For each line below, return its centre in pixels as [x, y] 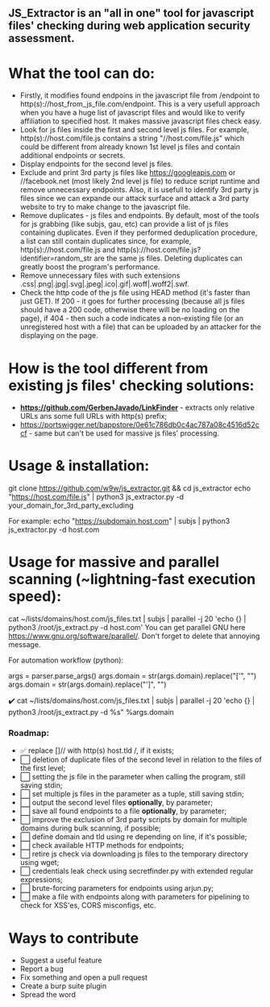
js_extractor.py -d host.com [54, 530]
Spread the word [48, 995]
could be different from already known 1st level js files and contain [130, 147]
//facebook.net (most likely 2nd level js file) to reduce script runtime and [140, 182]
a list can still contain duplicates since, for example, [106, 241]
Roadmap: [29, 733]
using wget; [39, 863]
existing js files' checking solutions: [131, 385]
